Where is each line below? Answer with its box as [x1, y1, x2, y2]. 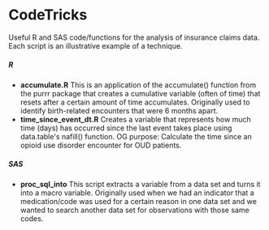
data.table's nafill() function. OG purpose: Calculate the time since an [20, 131, 252, 141]
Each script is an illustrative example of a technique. [8, 40, 183, 50]
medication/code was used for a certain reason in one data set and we [20, 196, 258, 206]
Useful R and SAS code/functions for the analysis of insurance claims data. [8, 32, 260, 42]
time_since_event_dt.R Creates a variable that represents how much [20, 114, 252, 124]
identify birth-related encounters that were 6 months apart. [20, 105, 219, 115]
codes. [20, 213, 44, 224]
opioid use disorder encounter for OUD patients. [20, 140, 182, 150]
